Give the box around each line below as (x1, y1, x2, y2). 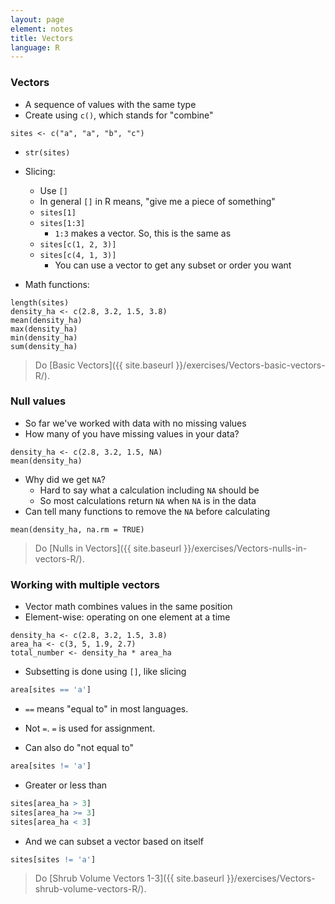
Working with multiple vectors (10, 577, 161, 591)
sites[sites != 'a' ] (10, 854, 97, 865)
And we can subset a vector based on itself (24, 835, 204, 847)
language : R (10, 42, 60, 53)
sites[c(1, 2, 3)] (39, 239, 117, 250)
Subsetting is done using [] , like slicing (24, 666, 187, 678)
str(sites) (24, 147, 71, 158)
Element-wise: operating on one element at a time (24, 611, 231, 623)
